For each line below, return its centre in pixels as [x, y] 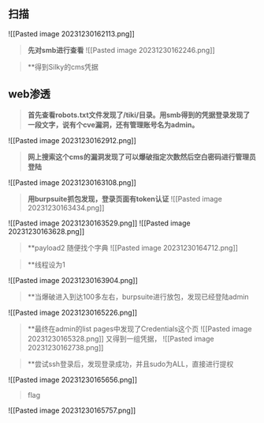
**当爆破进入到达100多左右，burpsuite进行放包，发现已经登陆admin [138, 296]
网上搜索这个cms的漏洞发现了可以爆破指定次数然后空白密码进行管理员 [141, 157]
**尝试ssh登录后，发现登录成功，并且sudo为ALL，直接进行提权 [130, 364]
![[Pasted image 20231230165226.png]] [73, 312]
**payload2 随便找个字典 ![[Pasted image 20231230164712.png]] [133, 247]
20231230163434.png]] [66, 207]
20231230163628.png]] [46, 231]
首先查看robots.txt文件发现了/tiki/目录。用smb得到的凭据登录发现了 [139, 115]
